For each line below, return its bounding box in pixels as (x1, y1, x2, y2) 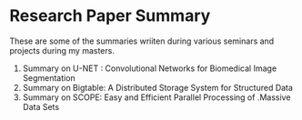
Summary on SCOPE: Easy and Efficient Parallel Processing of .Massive (22, 92, 291, 103)
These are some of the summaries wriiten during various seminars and (9, 35, 275, 46)
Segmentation (22, 72, 75, 83)
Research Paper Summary (9, 5, 211, 26)
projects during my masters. (9, 45, 116, 55)
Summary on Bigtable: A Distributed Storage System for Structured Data (22, 82, 294, 93)
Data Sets (22, 101, 60, 112)
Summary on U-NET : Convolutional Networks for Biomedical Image (22, 63, 277, 74)
